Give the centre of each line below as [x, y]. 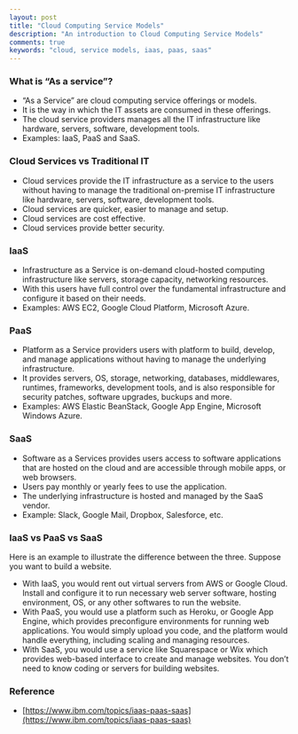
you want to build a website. [61, 566]
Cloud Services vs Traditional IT [79, 161]
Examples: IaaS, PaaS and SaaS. [81, 138]
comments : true [37, 42]
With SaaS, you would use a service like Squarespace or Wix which [145, 649]
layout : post [33, 17]
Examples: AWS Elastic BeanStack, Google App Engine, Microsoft [141, 406]
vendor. [36, 505]
